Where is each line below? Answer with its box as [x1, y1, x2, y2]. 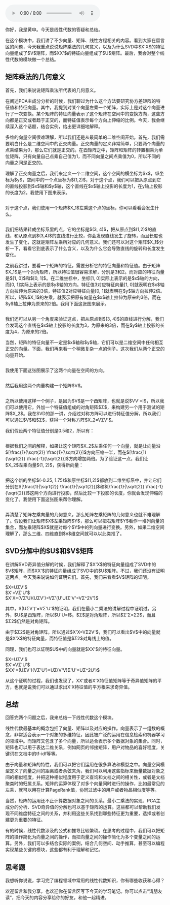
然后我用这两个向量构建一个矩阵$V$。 [5, 382, 85, 388]
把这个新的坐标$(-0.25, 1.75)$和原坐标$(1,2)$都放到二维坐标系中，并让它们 [5, 477, 162, 483]
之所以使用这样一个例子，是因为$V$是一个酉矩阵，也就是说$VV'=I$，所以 [5, 397, 160, 403]
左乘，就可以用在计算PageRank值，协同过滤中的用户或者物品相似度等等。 [5, 787, 159, 793]
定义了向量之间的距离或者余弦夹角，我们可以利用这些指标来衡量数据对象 [9, 768, 160, 774]
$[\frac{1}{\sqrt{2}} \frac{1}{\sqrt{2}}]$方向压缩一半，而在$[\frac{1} [5, 449, 147, 455]
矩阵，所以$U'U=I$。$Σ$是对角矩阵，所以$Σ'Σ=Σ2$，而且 [32, 612, 156, 618]
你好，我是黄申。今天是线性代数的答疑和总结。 [5, 26, 103, 33]
